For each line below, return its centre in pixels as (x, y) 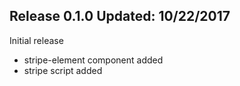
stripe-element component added (93, 60)
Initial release (36, 40)
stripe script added (63, 70)
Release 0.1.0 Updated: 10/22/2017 (120, 16)
